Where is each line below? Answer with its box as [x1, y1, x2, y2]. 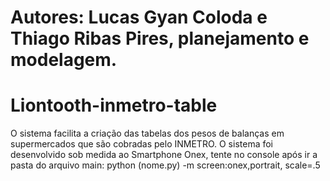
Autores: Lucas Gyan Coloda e [10, 6, 268, 29]
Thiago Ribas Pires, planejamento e [10, 27, 310, 50]
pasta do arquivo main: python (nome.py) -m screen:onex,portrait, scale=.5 [10, 159, 321, 171]
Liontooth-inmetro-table [10, 94, 218, 117]
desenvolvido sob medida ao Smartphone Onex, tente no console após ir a [10, 149, 318, 161]
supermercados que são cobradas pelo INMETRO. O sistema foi [10, 138, 274, 150]
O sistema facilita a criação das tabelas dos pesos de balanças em [10, 127, 285, 140]
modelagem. [10, 49, 118, 71]
